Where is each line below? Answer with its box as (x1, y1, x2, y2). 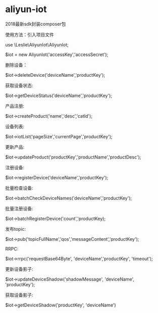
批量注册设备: (5, 205, 34, 212)
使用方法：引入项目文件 (5, 31, 54, 37)
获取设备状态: (5, 82, 34, 88)
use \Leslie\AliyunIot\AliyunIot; (5, 41, 69, 47)
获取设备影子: (5, 292, 34, 298)
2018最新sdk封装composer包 (5, 21, 66, 27)
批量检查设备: (5, 185, 34, 191)
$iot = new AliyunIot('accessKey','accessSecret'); (5, 51, 109, 58)
